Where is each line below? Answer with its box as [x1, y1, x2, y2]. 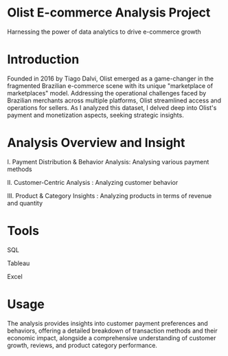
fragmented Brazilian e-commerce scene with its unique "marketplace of [7, 81, 214, 90]
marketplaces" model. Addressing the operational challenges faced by [7, 89, 207, 97]
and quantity [7, 199, 43, 207]
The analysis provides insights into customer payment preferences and [7, 319, 208, 327]
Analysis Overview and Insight [7, 135, 185, 151]
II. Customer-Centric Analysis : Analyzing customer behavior [7, 178, 179, 186]
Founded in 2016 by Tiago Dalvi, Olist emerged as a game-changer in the [7, 74, 214, 82]
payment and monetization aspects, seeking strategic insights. [7, 111, 184, 119]
